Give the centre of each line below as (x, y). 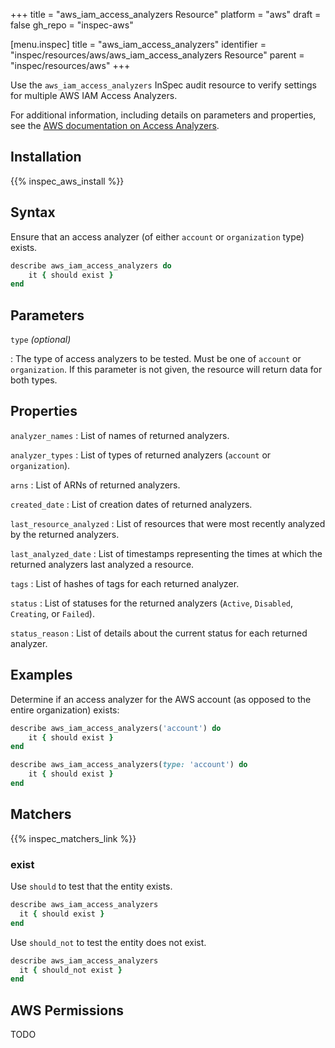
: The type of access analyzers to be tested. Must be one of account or (156, 359)
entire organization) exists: (65, 710)
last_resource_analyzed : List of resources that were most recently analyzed (168, 523)
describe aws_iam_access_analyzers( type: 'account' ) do (129, 765)
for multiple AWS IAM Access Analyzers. (94, 95)
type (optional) (41, 340)
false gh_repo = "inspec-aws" (72, 25)
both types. (34, 380)
